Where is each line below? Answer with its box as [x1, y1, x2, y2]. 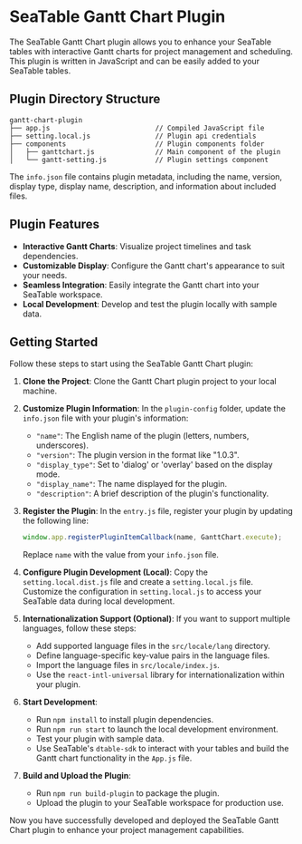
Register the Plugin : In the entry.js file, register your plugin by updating [22, 506, 294, 517]
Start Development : [22, 696, 98, 708]
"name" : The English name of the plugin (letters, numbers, [35, 431, 250, 441]
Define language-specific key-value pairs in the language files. [35, 650, 270, 661]
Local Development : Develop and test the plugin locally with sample [22, 298, 278, 309]
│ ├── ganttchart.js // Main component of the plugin [9, 147, 281, 156]
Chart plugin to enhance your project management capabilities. [9, 825, 245, 836]
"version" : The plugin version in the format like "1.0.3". [35, 450, 240, 461]
